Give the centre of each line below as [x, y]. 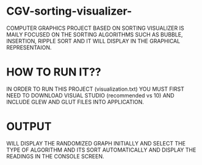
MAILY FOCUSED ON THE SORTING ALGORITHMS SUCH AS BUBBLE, [95, 34]
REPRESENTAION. [29, 47]
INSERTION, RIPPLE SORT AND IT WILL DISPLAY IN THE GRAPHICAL [93, 41]
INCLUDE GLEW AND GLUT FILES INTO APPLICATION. [75, 102]
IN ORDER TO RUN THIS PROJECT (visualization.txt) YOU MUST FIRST [96, 89]
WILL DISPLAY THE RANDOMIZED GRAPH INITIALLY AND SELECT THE [96, 143]
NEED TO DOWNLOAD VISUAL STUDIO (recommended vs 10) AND [91, 95]
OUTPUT [29, 127]
